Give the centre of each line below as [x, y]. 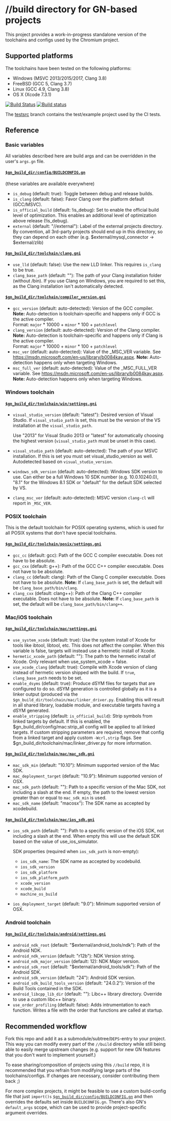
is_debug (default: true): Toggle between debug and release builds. [83, 193]
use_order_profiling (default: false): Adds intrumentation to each [81, 1005]
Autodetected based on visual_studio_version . [63, 462]
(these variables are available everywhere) [50, 184]
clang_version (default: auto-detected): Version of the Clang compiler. [87, 330]
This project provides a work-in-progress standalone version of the [76, 34]
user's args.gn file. [25, 162]
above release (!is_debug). [41, 220]
